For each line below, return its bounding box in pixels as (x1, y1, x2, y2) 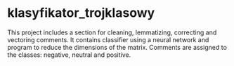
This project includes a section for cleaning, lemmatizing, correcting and (7, 28, 217, 37)
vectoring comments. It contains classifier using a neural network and (7, 35, 209, 44)
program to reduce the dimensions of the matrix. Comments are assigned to (7, 43, 227, 51)
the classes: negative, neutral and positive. (7, 51, 131, 59)
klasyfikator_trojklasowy (7, 5, 155, 21)
